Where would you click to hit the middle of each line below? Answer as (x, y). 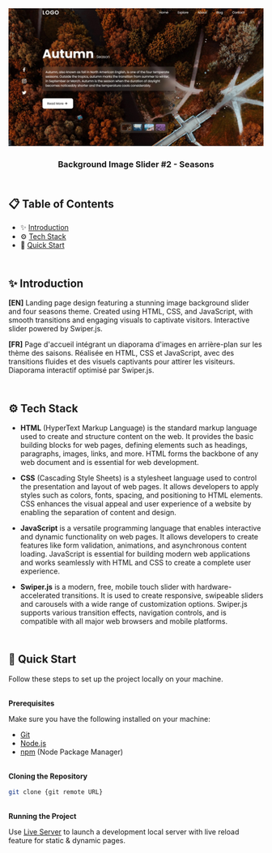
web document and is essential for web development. (110, 463)
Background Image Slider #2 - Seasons (136, 164)
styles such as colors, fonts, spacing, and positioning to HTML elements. (141, 495)
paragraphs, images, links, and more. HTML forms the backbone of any (139, 454)
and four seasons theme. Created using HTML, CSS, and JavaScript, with (131, 312)
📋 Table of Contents (62, 204)
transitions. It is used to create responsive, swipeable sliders (163, 595)
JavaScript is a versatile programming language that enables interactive (140, 528)
